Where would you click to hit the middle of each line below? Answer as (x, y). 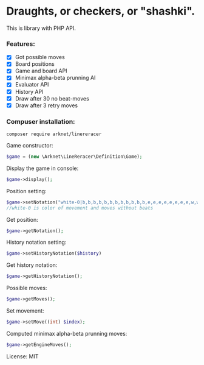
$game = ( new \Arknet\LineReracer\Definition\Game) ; (74, 157)
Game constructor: (30, 146)
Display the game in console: (42, 168)
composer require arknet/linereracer (54, 134)
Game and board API (41, 71)
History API (29, 91)
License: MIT (22, 356)
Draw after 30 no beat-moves (52, 98)
